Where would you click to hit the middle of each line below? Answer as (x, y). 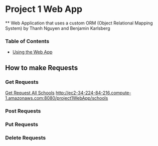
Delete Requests (25, 138)
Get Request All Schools (30, 93)
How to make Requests (42, 68)
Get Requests (22, 82)
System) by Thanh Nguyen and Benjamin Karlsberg (58, 28)
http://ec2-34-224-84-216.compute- (93, 93)
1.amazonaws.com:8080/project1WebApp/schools (57, 98)
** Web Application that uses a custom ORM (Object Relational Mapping (79, 23)
